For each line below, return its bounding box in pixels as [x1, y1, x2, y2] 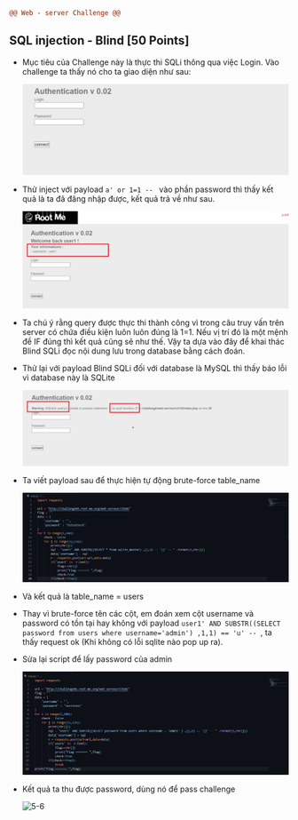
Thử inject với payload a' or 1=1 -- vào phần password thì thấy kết [21, 184, 274, 195]
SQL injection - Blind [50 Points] [9, 33, 190, 48]
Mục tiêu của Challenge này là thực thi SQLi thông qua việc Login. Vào [21, 57, 279, 68]
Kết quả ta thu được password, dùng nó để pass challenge [21, 784, 236, 794]
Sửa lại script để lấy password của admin [21, 654, 173, 665]
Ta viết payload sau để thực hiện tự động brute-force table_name [21, 474, 261, 485]
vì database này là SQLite [21, 372, 115, 383]
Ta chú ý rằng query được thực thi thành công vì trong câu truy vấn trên [21, 317, 285, 328]
